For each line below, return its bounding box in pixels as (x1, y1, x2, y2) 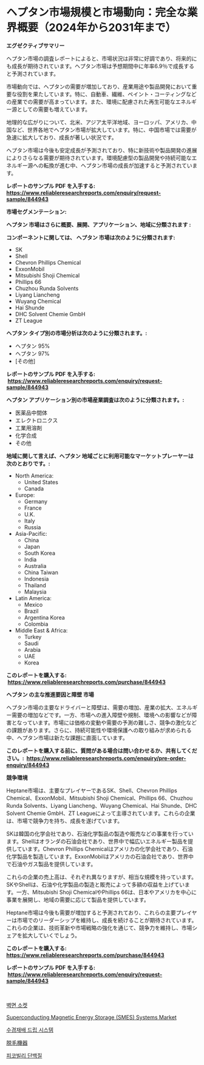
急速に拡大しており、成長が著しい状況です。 (6, 134, 117, 141)
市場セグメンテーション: (6, 208, 67, 215)
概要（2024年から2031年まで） (17, 21, 177, 35)
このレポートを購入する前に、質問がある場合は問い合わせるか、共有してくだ (6, 747, 197, 754)
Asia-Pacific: (15, 530, 47, 537)
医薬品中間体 (15, 409, 47, 416)
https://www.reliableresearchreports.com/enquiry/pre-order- (26, 754, 186, 762)
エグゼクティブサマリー (6, 42, 65, 49)
